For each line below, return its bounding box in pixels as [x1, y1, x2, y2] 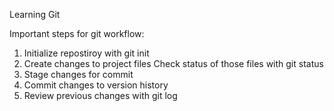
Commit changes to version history [23, 79, 169, 91]
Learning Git [9, 9, 61, 20]
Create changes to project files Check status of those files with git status [23, 58, 324, 69]
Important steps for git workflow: [9, 28, 145, 39]
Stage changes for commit [23, 69, 134, 80]
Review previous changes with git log [23, 90, 178, 101]
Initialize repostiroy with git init [23, 47, 150, 59]
